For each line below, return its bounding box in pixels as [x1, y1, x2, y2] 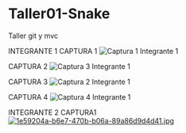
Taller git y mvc [8, 31, 58, 40]
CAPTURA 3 [8, 77, 48, 86]
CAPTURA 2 [8, 61, 48, 71]
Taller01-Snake [8, 5, 110, 23]
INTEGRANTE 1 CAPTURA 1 [8, 46, 98, 55]
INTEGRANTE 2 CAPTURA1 [8, 108, 97, 117]
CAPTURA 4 [8, 92, 48, 101]
